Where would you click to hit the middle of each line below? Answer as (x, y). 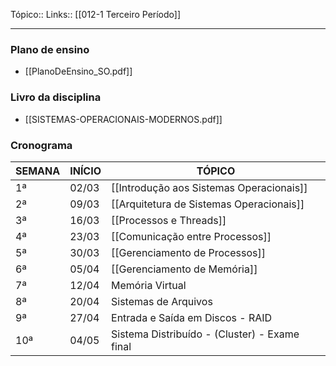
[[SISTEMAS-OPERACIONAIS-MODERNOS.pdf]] (123, 119)
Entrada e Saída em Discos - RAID (192, 317)
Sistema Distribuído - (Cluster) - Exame (205, 334)
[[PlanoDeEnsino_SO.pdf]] (78, 71)
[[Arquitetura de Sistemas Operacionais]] (208, 204)
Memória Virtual (149, 285)
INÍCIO (85, 171)
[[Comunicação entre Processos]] (191, 236)
